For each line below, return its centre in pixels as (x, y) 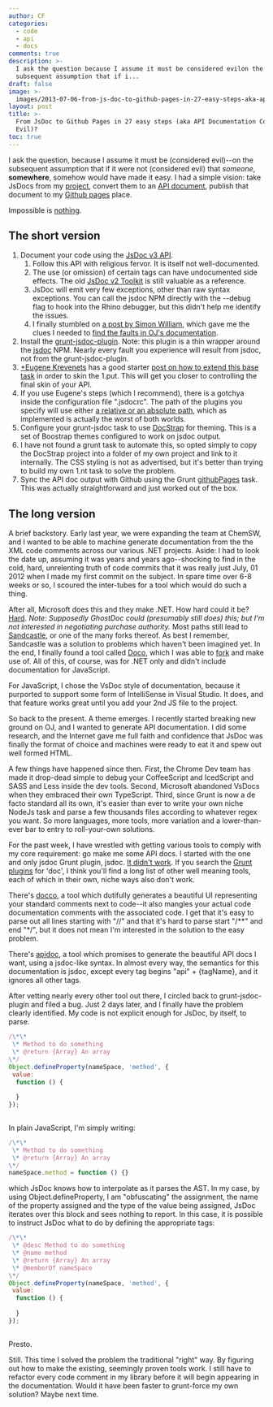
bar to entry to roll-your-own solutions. (90, 829)
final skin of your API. (56, 385)
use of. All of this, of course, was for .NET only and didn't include (117, 661)
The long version (52, 514)
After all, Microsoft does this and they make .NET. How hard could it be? (129, 609)
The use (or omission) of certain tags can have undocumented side (145, 272)
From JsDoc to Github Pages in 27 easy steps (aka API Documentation (136, 122)
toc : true (25, 136)
